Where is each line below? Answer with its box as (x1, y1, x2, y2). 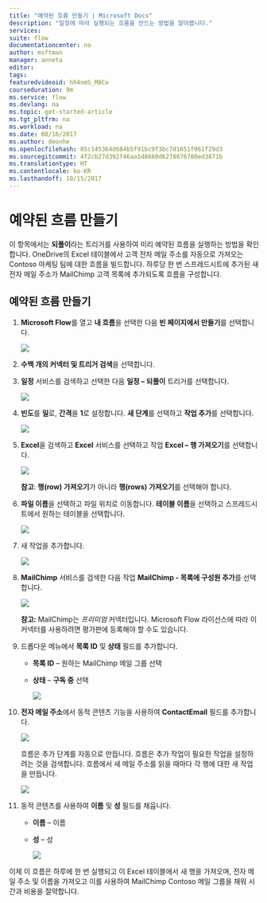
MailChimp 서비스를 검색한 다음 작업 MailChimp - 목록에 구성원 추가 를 (20, 572, 242, 582)
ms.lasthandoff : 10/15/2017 (9, 175, 103, 183)
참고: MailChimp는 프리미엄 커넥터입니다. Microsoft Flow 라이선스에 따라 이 (20, 614, 257, 624)
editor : (9, 64, 35, 72)
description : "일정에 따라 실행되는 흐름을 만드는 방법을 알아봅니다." (9, 19, 213, 27)
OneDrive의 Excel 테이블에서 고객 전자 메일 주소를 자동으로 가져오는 (32, 249, 244, 259)
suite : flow (9, 33, 48, 42)
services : (9, 26, 42, 34)
